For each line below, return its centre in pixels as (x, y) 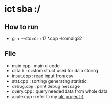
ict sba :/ (23, 9)
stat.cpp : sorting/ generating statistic (49, 81)
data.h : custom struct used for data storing (55, 70)
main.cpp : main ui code (36, 65)
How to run (22, 27)
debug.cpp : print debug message (46, 86)
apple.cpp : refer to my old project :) (48, 96)
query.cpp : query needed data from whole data (59, 91)
